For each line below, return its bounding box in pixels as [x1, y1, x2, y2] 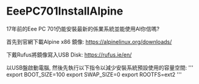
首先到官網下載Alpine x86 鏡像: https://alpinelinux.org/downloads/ [6, 38, 172, 45]
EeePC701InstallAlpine [6, 4, 124, 18]
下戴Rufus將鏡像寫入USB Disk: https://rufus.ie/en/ [6, 51, 132, 58]
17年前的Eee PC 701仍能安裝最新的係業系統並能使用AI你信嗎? [6, 25, 160, 32]
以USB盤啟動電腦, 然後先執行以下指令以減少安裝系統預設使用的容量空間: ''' [6, 64, 194, 71]
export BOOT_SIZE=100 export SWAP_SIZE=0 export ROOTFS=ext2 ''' [6, 71, 182, 78]
